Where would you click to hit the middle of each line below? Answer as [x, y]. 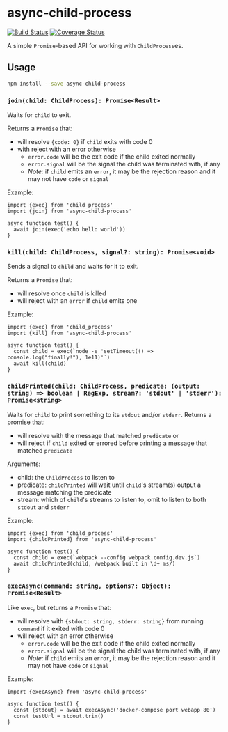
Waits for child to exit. [39, 115]
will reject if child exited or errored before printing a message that [112, 443]
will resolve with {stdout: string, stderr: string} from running [110, 621]
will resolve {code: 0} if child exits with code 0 [85, 141]
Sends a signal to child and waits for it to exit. [73, 267]
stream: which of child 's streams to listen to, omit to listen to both [112, 499]
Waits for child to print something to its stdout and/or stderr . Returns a [109, 414]
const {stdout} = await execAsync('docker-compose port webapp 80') [115, 710]
